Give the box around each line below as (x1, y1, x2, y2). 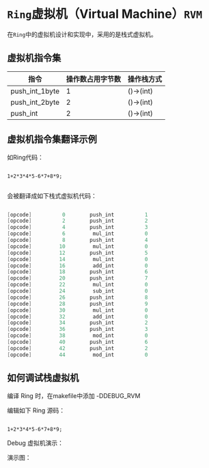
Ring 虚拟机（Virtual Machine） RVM (7, 6, 203, 22)
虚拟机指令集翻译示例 (7, 134, 97, 145)
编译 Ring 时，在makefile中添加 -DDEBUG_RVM (7, 391, 141, 399)
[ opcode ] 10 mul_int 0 (7, 243, 148, 250)
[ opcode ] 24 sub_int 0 (7, 288, 148, 295)
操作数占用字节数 (66, 74, 122, 84)
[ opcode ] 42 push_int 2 (7, 345, 148, 352)
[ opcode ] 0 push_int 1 (7, 211, 148, 218)
